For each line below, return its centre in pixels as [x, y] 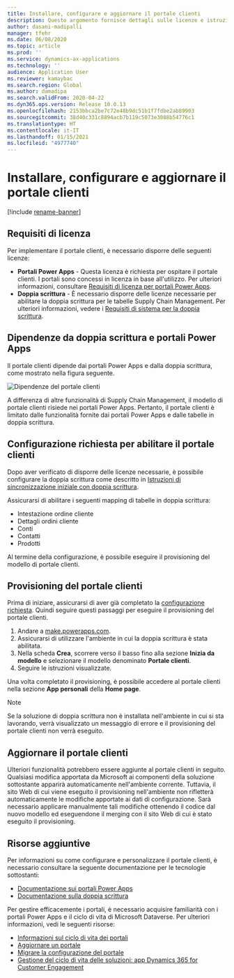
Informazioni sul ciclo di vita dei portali [73, 938]
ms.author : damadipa [37, 91]
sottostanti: [23, 875]
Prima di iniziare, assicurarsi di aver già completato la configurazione [106, 603]
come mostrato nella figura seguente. [61, 373]
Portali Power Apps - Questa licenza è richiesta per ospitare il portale [117, 271]
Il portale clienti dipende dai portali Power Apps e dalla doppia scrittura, [110, 365]
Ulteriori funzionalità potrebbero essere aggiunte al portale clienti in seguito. [117, 770]
